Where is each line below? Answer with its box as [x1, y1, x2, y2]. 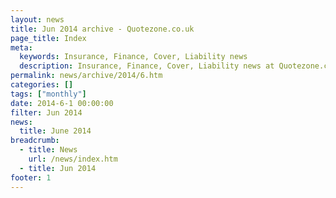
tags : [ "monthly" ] [10, 89, 87, 99]
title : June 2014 [19, 126, 92, 136]
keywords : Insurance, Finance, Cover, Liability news [19, 52, 248, 62]
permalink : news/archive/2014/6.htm [10, 71, 163, 81]
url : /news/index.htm [28, 154, 118, 164]
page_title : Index [10, 33, 87, 43]
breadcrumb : [10, 136, 60, 146]
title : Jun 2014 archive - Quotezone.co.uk [10, 24, 195, 34]
